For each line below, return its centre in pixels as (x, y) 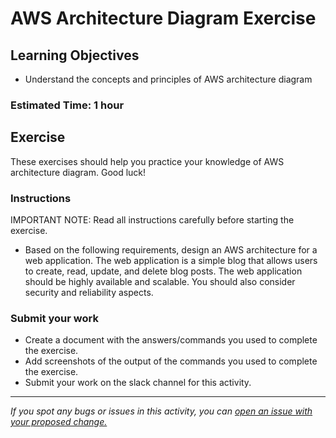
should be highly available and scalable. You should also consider (160, 282)
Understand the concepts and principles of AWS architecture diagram (168, 79)
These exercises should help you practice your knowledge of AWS (147, 161)
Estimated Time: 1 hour (67, 105)
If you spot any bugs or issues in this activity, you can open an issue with (161, 411)
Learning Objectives (75, 55)
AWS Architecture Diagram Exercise (163, 18)
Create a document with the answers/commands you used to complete (171, 340)
